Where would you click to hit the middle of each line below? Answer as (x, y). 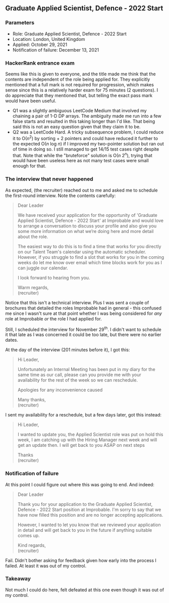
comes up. (29, 535)
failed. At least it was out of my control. (46, 566)
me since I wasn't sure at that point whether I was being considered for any (84, 313)
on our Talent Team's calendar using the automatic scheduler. (82, 252)
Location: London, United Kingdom (49, 39)
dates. (12, 340)
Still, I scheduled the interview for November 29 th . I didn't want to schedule (83, 329)
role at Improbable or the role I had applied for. (53, 318)
